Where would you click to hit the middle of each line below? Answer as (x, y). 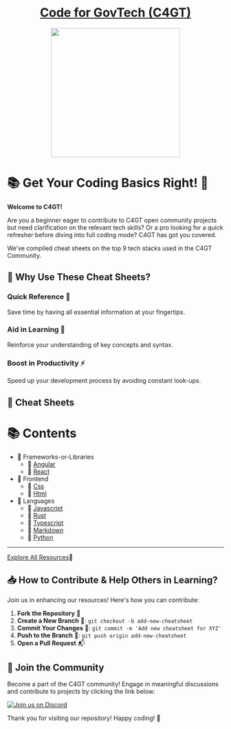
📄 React (38, 472)
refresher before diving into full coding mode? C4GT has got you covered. (112, 234)
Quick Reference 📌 (39, 297)
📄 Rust (36, 516)
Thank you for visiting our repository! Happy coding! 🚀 (84, 718)
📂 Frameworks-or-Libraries (55, 457)
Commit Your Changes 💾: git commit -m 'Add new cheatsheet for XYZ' (119, 628)
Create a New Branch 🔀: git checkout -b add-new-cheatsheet (105, 621)
